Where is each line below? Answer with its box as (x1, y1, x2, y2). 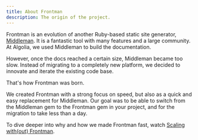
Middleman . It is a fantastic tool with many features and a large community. (6, 37, 191, 44)
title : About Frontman (6, 8, 63, 15)
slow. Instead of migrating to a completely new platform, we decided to (6, 61, 181, 69)
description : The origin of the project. (6, 14, 111, 20)
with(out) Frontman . (6, 127, 55, 135)
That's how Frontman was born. (6, 79, 85, 86)
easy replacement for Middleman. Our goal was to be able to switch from (6, 97, 186, 104)
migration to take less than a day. (6, 110, 88, 117)
